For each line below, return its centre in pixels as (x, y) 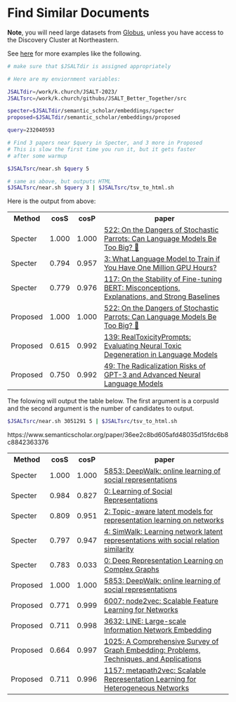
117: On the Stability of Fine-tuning (163, 279)
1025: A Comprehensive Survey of (162, 642)
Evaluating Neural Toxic (143, 346)
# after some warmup (38, 156)
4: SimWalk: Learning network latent (164, 532)
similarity (119, 550)
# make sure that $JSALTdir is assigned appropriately (89, 66)
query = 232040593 (31, 130)
